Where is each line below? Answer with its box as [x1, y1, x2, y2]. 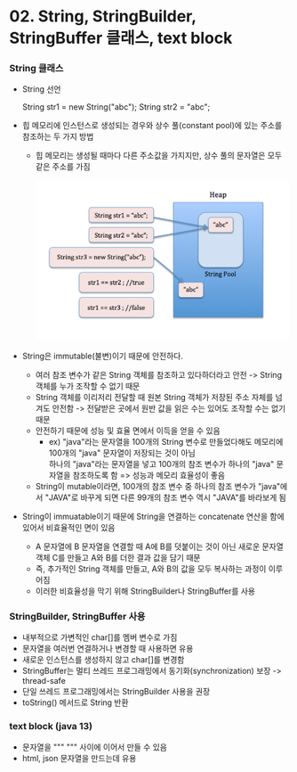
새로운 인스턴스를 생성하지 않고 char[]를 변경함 [21, 654, 185, 665]
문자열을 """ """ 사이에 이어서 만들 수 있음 [21, 742, 167, 752]
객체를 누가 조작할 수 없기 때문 [35, 381, 140, 391]
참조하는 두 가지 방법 [21, 131, 94, 142]
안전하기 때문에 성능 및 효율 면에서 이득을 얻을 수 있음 [35, 425, 221, 436]
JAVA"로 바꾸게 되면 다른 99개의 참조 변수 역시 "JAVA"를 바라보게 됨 [48, 492, 286, 503]
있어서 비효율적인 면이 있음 [21, 522, 116, 532]
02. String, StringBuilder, [9, 6, 197, 27]
